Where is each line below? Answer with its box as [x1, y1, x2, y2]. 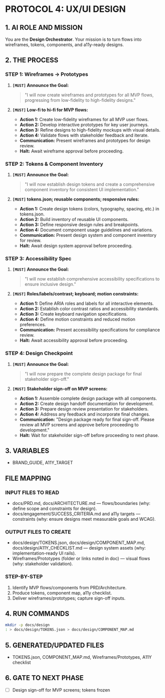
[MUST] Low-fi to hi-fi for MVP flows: [12, 107, 88, 113]
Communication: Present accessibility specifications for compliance [19, 327, 160, 333]
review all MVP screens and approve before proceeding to [19, 421, 139, 427]
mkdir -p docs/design [5, 623, 50, 628]
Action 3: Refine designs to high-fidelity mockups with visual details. [19, 127, 161, 133]
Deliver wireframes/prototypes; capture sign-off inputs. [12, 595, 126, 601]
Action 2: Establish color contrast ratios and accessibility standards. [19, 306, 160, 312]
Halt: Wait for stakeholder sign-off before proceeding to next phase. [19, 432, 160, 438]
